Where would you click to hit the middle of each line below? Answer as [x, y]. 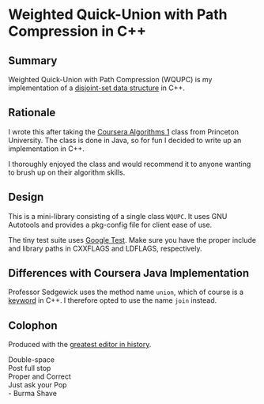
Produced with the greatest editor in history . [80, 345]
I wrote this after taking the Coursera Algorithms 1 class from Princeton [124, 131]
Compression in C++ [77, 31]
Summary [33, 60]
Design [26, 197]
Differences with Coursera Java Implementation [129, 273]
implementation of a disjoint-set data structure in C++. [97, 88]
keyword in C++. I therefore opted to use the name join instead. [113, 300]
